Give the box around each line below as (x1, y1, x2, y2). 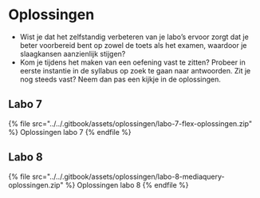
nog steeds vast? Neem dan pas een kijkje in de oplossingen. (19, 74, 222, 84)
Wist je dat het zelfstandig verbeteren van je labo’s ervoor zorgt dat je (19, 32, 249, 42)
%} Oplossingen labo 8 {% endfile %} (65, 180, 189, 189)
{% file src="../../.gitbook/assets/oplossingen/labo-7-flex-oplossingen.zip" (8, 118, 253, 129)
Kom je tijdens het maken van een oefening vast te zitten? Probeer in (19, 57, 246, 67)
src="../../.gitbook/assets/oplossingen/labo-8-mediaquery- (31, 172, 225, 181)
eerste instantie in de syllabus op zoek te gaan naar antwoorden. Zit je (19, 65, 251, 75)
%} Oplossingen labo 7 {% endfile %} (8, 127, 132, 137)
